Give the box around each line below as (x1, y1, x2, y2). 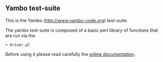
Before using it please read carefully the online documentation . (5, 51, 136, 57)
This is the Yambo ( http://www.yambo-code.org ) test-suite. (5, 17, 128, 23)
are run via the (5, 32, 35, 38)
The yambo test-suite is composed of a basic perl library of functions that (5, 27, 158, 33)
